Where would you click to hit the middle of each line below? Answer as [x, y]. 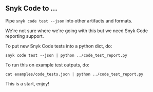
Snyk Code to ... [31, 8]
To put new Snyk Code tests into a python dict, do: [59, 46]
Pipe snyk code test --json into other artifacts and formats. [69, 20]
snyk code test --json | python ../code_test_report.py [66, 55]
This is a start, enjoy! [27, 83]
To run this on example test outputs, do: [47, 65]
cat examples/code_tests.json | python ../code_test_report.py [74, 74]
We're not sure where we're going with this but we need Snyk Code [77, 31]
